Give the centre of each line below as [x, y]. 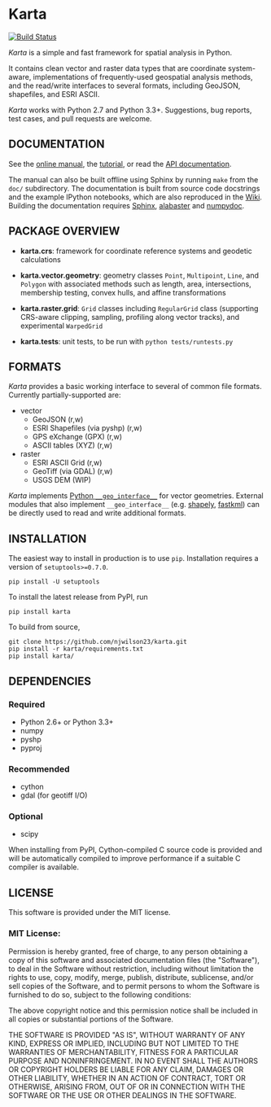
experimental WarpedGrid [61, 326]
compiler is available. [44, 867]
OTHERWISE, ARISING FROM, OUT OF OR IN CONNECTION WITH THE [127, 1087]
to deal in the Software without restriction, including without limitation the [131, 969]
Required [27, 704]
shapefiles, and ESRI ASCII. [54, 94]
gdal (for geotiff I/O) [54, 795]
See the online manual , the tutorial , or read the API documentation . [120, 164]
